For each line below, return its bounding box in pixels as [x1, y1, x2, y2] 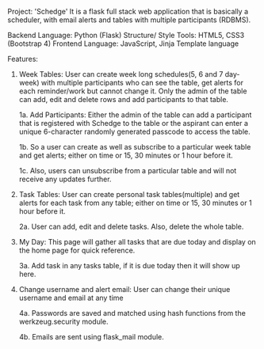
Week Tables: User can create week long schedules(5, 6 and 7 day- [18, 70, 240, 78]
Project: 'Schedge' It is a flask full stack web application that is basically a [7, 7, 249, 16]
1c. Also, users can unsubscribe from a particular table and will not [18, 166, 237, 175]
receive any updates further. [18, 174, 112, 184]
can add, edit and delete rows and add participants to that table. [18, 95, 229, 104]
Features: [7, 55, 39, 63]
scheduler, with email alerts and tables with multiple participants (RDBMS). [7, 15, 251, 25]
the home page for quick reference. [18, 245, 136, 255]
